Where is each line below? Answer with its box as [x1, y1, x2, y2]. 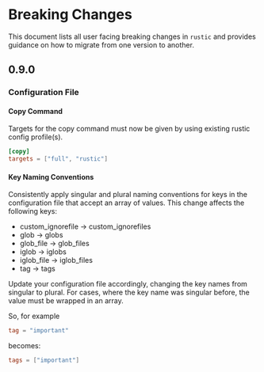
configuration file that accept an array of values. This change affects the [8, 198, 245, 207]
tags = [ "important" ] [8, 356, 80, 365]
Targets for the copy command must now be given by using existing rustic [8, 124, 251, 134]
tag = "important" [8, 327, 69, 335]
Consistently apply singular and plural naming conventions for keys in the [8, 190, 248, 199]
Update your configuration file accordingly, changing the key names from [8, 279, 248, 289]
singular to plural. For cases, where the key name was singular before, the [8, 287, 250, 298]
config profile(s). [8, 132, 63, 142]
